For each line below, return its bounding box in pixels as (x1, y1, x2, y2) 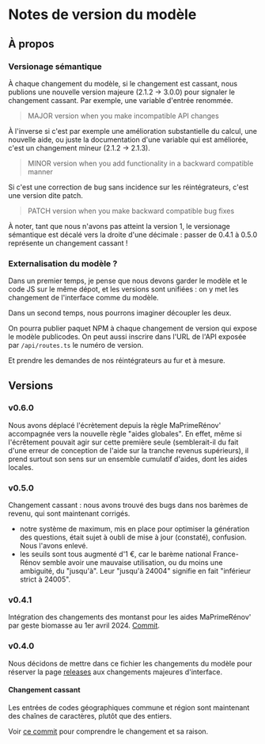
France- (213, 549, 239, 559)
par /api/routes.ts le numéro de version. (8, 341, 144, 350)
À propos (8, 37, 55, 51)
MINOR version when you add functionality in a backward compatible (27, 158, 254, 168)
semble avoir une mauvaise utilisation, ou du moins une (42, 558, 223, 567)
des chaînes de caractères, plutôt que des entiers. (8, 711, 172, 720)
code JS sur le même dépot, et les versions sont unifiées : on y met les (8, 284, 239, 294)
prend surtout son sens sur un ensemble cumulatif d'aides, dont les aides (8, 454, 248, 464)
